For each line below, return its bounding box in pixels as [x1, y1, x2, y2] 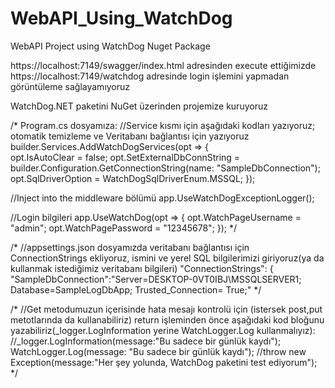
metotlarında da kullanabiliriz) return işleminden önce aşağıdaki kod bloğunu [10, 313, 325, 326]
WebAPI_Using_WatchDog [10, 7, 233, 30]
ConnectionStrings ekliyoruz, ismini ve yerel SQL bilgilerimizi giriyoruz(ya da [10, 252, 325, 264]
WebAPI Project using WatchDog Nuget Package [10, 40, 211, 52]
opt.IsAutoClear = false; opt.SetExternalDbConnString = [10, 151, 241, 163]
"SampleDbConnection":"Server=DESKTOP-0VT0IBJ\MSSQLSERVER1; [10, 273, 302, 285]
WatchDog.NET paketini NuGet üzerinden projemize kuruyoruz [10, 100, 268, 112]
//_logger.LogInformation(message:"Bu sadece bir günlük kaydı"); [10, 335, 282, 347]
